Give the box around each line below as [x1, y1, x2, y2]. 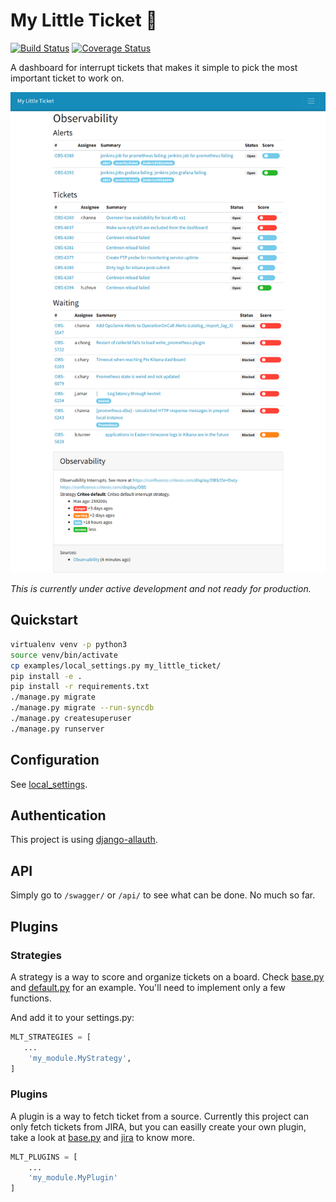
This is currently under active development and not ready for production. [10, 583, 312, 595]
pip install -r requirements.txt [10, 682, 150, 692]
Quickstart [10, 612, 79, 629]
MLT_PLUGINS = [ [10, 1152, 78, 1162]
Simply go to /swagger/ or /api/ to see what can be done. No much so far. [10, 889, 316, 901]
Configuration [10, 752, 100, 769]
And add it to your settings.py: [10, 1011, 135, 1023]
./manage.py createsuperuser [10, 714, 132, 724]
